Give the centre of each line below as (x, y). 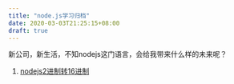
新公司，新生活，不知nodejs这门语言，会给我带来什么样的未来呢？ (118, 54)
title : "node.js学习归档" (49, 16)
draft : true (28, 30)
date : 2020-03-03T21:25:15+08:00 (64, 23)
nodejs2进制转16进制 (54, 71)
